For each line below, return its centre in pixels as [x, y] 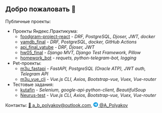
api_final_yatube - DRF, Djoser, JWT [57, 47]
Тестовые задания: [33, 84]
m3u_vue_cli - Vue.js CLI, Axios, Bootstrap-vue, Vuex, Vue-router [88, 79]
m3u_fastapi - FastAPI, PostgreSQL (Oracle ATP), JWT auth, [83, 68]
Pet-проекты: [27, 63]
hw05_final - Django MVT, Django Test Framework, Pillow [80, 52]
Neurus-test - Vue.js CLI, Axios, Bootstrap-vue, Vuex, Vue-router [88, 95]
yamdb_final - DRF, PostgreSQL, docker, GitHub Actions [78, 42]
